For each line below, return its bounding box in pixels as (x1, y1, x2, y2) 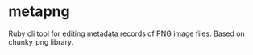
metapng (8, 2, 70, 21)
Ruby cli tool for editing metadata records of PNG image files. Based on (8, 29, 246, 38)
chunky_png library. (8, 37, 74, 46)
